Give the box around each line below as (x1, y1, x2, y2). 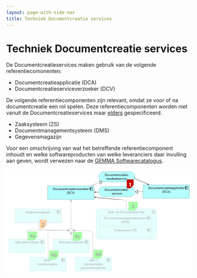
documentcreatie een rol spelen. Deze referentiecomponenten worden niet (6, 103, 188, 110)
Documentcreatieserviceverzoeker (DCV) (14, 86, 116, 93)
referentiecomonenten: (6, 68, 62, 75)
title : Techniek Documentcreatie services (6, 15, 112, 22)
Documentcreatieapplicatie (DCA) (14, 79, 97, 86)
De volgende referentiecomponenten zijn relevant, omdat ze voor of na (6, 97, 179, 104)
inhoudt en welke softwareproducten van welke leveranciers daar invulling (6, 151, 187, 158)
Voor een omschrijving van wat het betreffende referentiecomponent (6, 145, 173, 152)
